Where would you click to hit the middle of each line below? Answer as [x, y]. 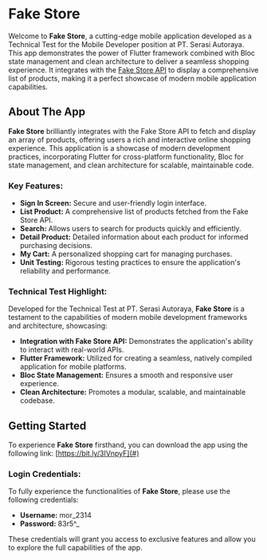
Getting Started [47, 426]
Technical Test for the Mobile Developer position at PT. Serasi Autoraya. [126, 44]
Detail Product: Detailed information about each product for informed [134, 237]
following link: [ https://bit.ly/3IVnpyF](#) [74, 454]
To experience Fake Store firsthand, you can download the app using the [128, 445]
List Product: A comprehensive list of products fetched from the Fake [134, 211]
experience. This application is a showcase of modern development [120, 148]
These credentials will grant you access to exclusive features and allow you [132, 539]
